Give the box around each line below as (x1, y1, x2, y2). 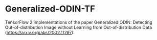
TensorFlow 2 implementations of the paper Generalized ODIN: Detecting (5, 19, 153, 25)
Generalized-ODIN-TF (5, 3, 95, 14)
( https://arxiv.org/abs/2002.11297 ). (5, 29, 75, 35)
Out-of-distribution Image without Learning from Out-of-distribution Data (5, 24, 152, 30)
